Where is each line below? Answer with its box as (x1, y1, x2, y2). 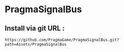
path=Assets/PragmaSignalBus (5, 42, 67, 47)
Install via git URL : (5, 24, 65, 33)
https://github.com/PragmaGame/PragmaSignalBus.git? (5, 37, 119, 42)
